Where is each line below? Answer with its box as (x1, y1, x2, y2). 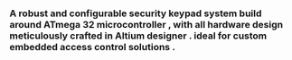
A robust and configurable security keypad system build (9, 7, 262, 20)
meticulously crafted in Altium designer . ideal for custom (9, 30, 268, 42)
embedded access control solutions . (9, 40, 176, 53)
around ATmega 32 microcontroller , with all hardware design (9, 18, 283, 30)
